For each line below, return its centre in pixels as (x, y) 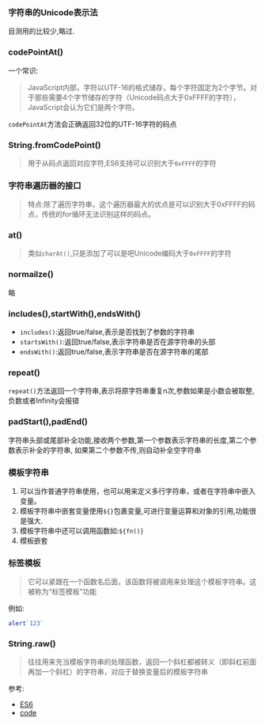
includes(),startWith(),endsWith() (74, 313)
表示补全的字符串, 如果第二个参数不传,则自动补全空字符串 (108, 450)
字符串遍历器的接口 (45, 185)
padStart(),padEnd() (48, 422)
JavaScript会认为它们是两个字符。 (83, 107)
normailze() (31, 275)
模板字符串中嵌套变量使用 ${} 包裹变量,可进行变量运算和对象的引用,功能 (134, 511)
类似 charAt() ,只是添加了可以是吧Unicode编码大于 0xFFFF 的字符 (129, 253)
